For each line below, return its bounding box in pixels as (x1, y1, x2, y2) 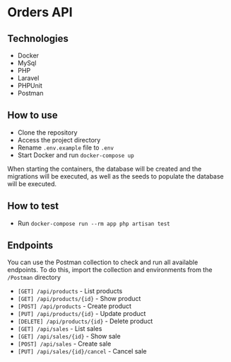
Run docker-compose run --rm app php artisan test (17, 219, 171, 227)
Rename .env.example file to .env (17, 143, 114, 152)
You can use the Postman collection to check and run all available (7, 258, 199, 266)
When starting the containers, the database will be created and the (7, 164, 202, 173)
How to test (7, 200, 59, 213)
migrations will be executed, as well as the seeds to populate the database (7, 171, 224, 181)
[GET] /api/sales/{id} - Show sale (17, 332, 122, 341)
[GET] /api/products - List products (17, 287, 123, 295)
